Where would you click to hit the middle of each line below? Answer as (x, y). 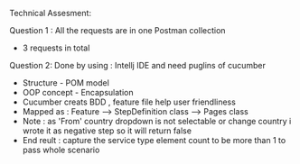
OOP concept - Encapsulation (78, 92)
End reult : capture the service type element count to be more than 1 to (154, 140)
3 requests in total (56, 48)
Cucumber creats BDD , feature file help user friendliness (129, 102)
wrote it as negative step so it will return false (107, 131)
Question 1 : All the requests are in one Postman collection (117, 30)
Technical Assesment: (51, 13)
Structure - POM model (66, 83)
